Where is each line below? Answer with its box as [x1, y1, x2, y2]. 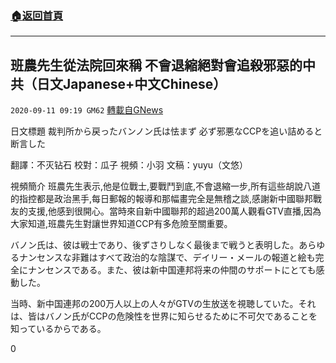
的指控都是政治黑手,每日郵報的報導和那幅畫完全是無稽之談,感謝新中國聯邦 [10, 193, 314, 205]
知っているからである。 [10, 323, 107, 335]
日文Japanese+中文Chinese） [36, 75, 227, 92]
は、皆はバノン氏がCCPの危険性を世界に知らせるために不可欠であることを [10, 310, 318, 322]
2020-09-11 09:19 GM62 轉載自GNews [10, 104, 164, 116]
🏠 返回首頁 [10, 8, 64, 22]
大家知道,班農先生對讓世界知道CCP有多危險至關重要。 [10, 218, 233, 230]
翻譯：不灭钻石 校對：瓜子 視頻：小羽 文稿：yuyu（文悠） [10, 159, 249, 171]
